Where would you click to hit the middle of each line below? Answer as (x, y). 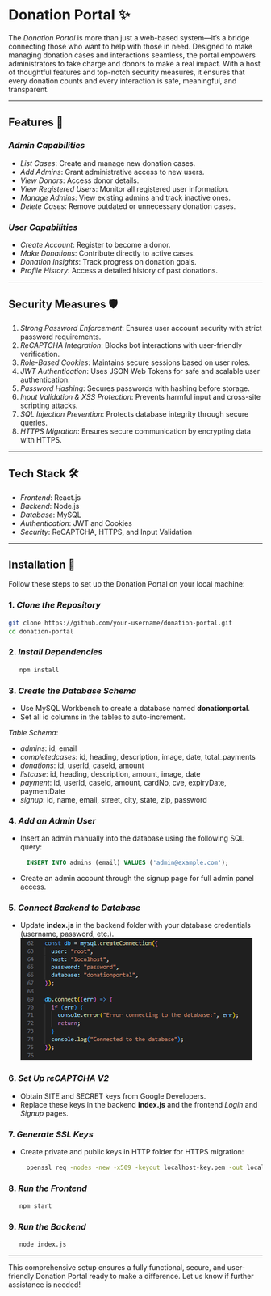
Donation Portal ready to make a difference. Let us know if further (145, 1277)
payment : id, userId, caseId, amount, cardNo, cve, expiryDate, (123, 782)
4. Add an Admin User (52, 820)
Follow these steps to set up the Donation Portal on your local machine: (127, 584)
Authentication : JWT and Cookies (76, 523)
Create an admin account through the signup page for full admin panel (137, 879)
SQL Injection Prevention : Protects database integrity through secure (134, 413)
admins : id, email (48, 748)
